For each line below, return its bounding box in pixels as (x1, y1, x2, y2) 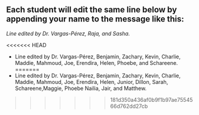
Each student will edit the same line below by (6, 5, 177, 15)
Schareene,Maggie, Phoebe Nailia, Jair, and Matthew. (14, 85, 147, 92)
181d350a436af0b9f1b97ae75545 (110, 96, 193, 103)
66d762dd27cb (110, 102, 148, 110)
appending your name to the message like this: (6, 14, 184, 24)
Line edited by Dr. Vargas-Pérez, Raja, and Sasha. (6, 30, 130, 37)
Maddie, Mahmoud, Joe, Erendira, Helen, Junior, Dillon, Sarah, (14, 78, 169, 85)
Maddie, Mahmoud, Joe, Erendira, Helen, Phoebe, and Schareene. (14, 59, 178, 66)
